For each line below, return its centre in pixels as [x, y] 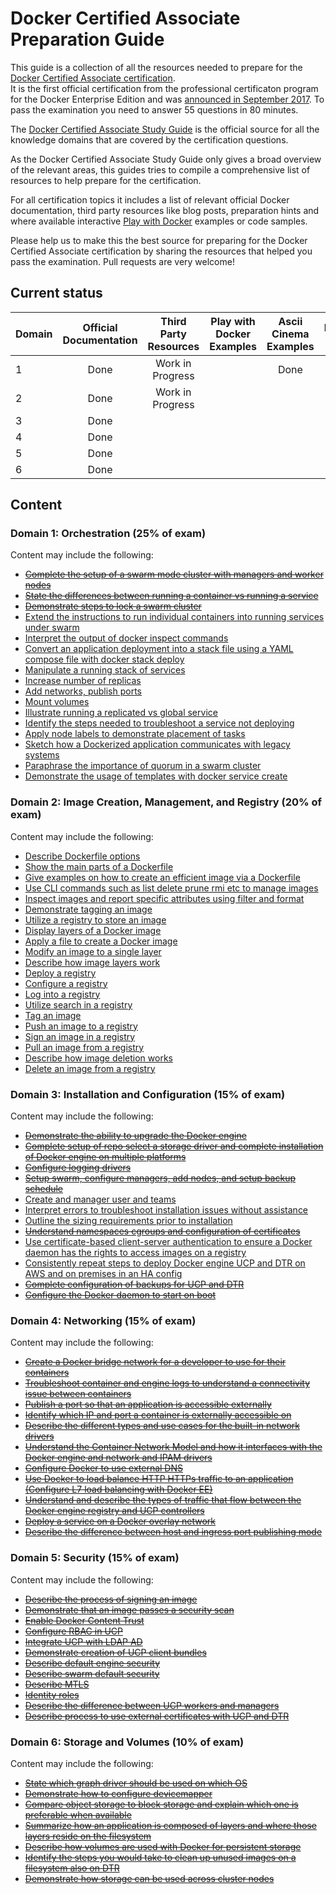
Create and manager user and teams [100, 1199]
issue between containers [78, 1394]
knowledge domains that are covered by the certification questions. [149, 139]
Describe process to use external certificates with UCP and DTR [157, 1716]
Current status [56, 293]
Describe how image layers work [92, 962]
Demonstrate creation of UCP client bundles [115, 1652]
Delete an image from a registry [90, 1068]
